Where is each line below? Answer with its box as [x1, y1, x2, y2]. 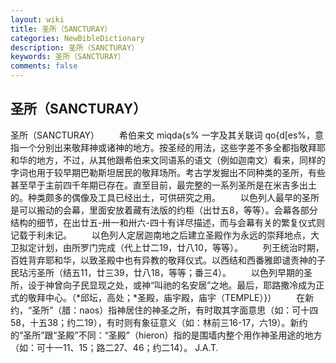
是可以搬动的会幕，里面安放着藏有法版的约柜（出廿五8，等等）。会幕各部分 [10, 204, 318, 216]
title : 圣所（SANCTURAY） [10, 24, 113, 34]
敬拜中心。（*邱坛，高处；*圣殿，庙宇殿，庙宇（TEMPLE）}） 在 [27, 291, 306, 303]
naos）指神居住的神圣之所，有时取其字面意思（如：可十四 [79, 304, 319, 316]
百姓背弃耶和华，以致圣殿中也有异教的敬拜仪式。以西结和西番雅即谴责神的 [10, 254, 317, 266]
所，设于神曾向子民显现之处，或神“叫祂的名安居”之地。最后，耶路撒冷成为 [10, 279, 317, 291]
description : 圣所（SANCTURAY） [10, 42, 140, 53]
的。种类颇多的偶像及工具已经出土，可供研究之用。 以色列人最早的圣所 [10, 191, 320, 203]
